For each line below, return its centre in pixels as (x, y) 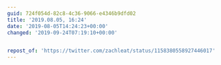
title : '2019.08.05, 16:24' (47, 20)
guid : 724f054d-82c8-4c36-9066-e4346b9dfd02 (71, 13)
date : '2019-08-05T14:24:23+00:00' (58, 26)
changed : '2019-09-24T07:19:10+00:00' (62, 32)
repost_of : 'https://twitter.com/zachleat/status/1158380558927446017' (111, 51)
